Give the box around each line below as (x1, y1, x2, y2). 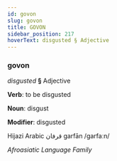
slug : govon (7, 17, 43, 24)
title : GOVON (7, 24, 46, 31)
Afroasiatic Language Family (7, 145, 92, 154)
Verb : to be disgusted (7, 90, 71, 99)
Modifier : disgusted (7, 118, 66, 127)
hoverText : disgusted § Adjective (7, 37, 110, 44)
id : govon (7, 10, 37, 18)
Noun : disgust (7, 104, 49, 113)
